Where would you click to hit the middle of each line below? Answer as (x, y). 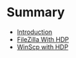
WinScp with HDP (42, 47)
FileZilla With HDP (43, 39)
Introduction (34, 32)
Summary (36, 12)
